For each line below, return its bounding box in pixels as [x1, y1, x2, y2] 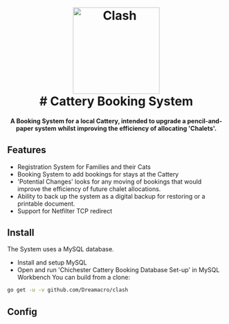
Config [7, 305, 37, 318]
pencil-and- [187, 116, 223, 125]
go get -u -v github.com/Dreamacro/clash [7, 287, 129, 294]
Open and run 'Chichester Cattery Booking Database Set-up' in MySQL [17, 266, 220, 274]
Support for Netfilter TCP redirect [17, 206, 113, 215]
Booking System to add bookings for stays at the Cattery [17, 170, 179, 178]
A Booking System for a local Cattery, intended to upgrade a [10, 116, 186, 125]
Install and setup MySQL [17, 258, 88, 267]
